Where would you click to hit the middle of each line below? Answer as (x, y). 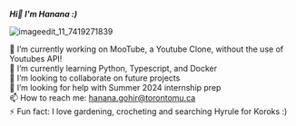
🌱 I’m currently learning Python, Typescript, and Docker (113, 68)
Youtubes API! (36, 58)
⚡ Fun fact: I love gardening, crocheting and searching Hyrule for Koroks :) (148, 111)
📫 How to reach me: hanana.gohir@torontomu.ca (103, 98)
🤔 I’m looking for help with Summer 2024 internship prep (115, 87)
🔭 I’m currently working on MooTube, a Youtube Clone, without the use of (147, 49)
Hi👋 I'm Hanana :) (44, 14)
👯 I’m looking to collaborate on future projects (95, 78)
